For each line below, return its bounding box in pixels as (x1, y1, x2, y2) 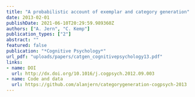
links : (6, 59, 23, 65)
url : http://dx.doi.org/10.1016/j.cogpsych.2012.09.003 (11, 70, 155, 77)
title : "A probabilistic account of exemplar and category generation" (6, 8, 190, 15)
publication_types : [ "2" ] (6, 31, 71, 37)
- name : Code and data (6, 76, 63, 82)
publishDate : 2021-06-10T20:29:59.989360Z (6, 20, 114, 26)
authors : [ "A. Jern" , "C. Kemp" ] (6, 25, 90, 32)
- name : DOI (6, 64, 36, 71)
